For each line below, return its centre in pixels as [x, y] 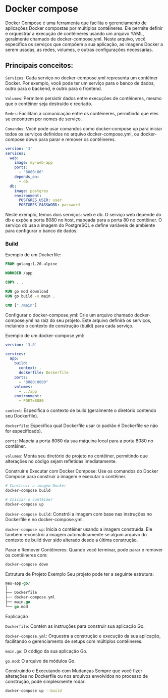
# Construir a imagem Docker [36, 486]
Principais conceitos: [39, 65]
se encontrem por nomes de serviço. [44, 119]
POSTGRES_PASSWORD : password [49, 205]
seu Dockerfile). [22, 416]
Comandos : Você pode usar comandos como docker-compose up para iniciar [84, 128]
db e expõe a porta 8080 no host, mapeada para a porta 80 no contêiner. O [84, 220]
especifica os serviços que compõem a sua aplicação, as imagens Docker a [84, 44]
